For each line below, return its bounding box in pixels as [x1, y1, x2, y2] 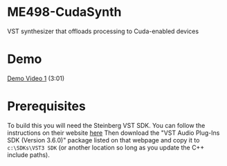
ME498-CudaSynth [7, 4, 122, 20]
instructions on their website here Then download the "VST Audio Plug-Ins [7, 129, 220, 137]
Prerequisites [7, 98, 87, 114]
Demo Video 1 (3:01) [7, 74, 65, 82]
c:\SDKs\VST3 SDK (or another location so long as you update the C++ [7, 143, 205, 151]
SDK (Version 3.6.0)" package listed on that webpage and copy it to [7, 136, 200, 144]
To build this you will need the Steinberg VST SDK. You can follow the [7, 121, 206, 129]
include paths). [7, 150, 50, 159]
